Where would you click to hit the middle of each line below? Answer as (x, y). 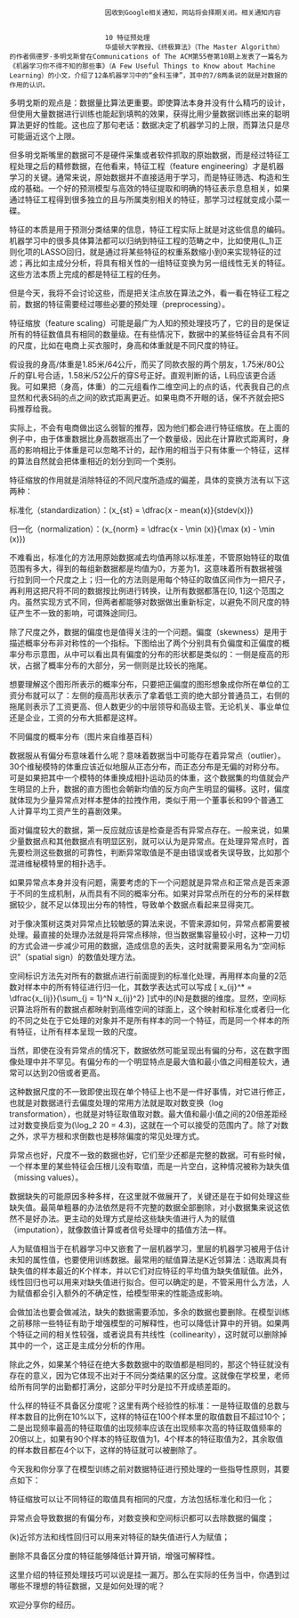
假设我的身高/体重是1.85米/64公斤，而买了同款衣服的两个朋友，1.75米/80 (143, 364)
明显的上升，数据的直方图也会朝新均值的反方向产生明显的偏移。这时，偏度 (153, 789)
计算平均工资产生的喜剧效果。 (71, 811)
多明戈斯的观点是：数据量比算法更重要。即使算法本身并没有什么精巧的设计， (149, 102)
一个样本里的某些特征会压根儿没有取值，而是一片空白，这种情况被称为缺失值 (149, 1166)
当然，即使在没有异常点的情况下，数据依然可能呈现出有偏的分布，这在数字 (145, 1050)
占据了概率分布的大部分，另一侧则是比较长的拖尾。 (118, 665)
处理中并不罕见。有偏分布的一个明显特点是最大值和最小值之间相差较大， (149, 1061)
